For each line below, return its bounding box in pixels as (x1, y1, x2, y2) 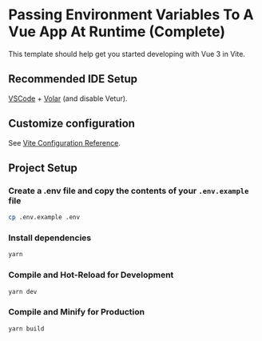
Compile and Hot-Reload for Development (8, 270, 174, 281)
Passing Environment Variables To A (8, 6, 254, 24)
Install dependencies (8, 232, 92, 243)
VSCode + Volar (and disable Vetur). (8, 94, 128, 103)
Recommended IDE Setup (8, 72, 138, 86)
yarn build (8, 324, 45, 333)
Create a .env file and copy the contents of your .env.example (8, 185, 249, 196)
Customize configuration (8, 117, 136, 130)
